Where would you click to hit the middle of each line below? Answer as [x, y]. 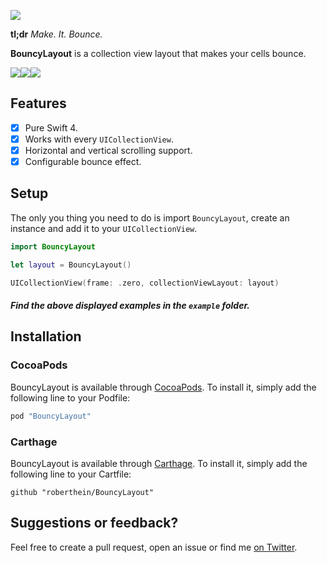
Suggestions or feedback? [94, 523]
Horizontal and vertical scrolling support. [108, 150]
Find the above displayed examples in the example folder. [130, 306]
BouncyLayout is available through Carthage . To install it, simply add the [159, 463]
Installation [46, 336]
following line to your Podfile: [70, 397]
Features [38, 103]
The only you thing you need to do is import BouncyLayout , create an [150, 217]
